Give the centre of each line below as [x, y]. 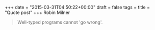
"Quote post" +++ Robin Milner [37, 12]
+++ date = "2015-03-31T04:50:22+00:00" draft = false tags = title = [77, 7]
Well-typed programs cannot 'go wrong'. [60, 22]
